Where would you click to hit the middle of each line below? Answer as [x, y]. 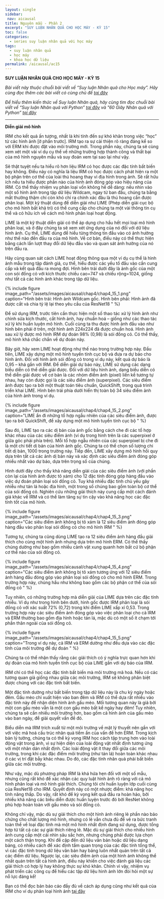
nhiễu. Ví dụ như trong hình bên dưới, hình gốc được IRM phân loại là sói [77, 603]
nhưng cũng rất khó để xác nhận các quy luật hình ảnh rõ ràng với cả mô [78, 779]
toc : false [16, 32]
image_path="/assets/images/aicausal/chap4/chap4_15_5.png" [68, 638]
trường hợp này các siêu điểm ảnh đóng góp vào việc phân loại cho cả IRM [80, 613]
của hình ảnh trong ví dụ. [30, 396]
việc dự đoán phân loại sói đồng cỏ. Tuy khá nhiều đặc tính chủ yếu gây [77, 481]
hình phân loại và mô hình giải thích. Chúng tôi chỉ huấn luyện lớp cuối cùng [81, 784]
